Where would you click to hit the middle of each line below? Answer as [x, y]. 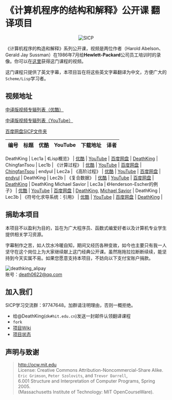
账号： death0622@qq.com [34, 274]
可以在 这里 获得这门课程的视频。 [52, 61]
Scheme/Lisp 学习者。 [27, 78]
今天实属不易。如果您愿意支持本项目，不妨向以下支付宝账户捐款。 [84, 258]
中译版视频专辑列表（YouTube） [39, 120]
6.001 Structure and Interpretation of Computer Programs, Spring [86, 381]
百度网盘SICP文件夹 [26, 131]
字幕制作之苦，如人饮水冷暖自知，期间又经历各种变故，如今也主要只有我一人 [86, 245]
